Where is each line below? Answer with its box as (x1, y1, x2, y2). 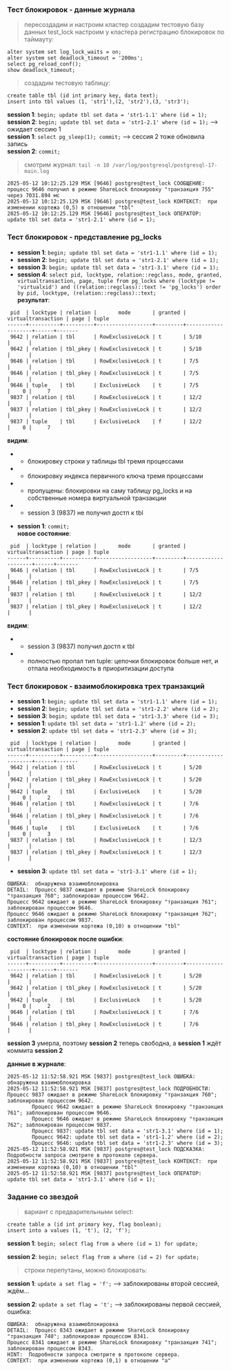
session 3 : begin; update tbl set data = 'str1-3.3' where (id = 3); (17, 711, 219, 720)
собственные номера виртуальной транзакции (27, 493, 167, 502)
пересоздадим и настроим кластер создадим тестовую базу (23, 21, 205, 29)
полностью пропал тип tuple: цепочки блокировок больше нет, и (27, 656, 219, 665)
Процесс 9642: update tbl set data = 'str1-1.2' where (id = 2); (32, 1133, 224, 1141)
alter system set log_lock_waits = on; (7, 48, 122, 56)
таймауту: (23, 35, 54, 44)
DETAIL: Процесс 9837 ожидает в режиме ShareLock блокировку (7, 886, 190, 893)
